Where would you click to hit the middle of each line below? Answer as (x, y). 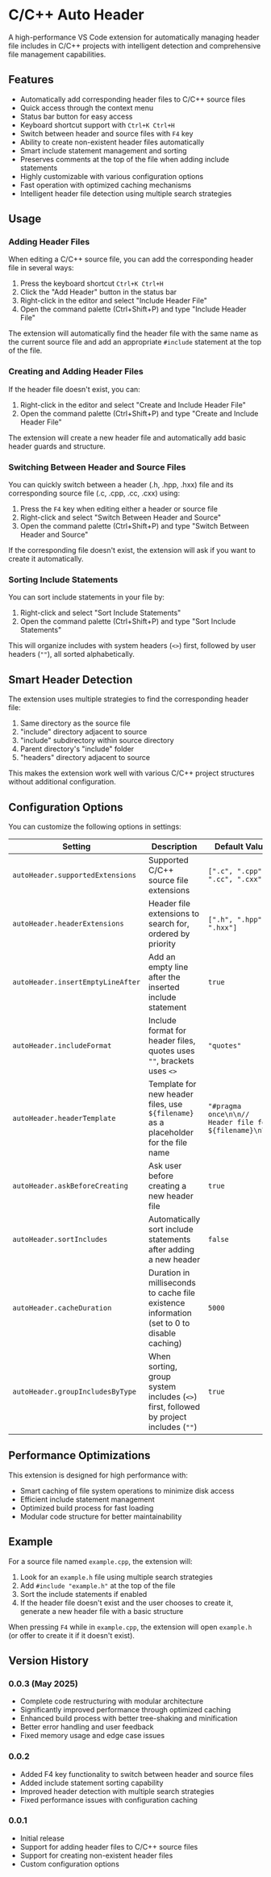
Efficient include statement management (87, 1499)
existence (167, 1302)
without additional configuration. (63, 782)
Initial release (42, 1838)
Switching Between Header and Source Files (97, 467)
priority (162, 943)
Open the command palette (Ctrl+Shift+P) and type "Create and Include (139, 413)
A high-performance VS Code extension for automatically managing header (134, 37)
